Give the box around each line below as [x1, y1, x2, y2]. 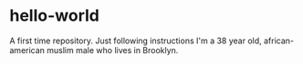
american [9, 44, 46, 55]
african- [263, 35, 295, 46]
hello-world [9, 5, 100, 26]
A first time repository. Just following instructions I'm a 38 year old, [9, 35, 262, 46]
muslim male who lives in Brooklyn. [47, 44, 179, 55]
